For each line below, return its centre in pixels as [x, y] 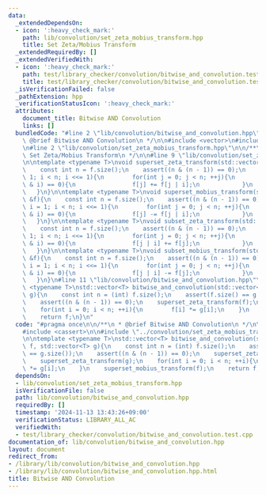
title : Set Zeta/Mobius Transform [79, 45]
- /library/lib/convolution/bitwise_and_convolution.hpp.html [113, 471]
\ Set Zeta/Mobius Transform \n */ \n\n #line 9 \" [104, 155]
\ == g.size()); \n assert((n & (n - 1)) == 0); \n [111, 354]
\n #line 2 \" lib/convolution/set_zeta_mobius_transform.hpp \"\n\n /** [140, 148]
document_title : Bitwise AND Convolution [91, 119]
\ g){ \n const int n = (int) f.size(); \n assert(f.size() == [136, 295]
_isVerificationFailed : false [65, 89]
